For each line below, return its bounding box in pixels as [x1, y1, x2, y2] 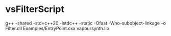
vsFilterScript [5, 3, 65, 15]
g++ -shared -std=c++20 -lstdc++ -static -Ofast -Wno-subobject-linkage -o [5, 20, 166, 26]
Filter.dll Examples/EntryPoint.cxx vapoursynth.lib [5, 25, 110, 31]
